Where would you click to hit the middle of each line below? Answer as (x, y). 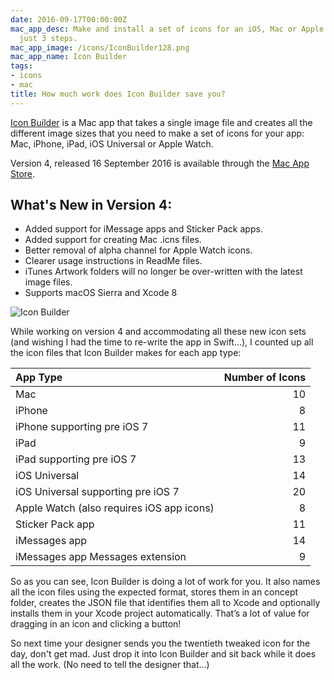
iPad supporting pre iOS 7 (76, 459)
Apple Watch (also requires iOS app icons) (115, 508)
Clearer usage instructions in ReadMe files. (113, 261)
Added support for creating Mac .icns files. (113, 240)
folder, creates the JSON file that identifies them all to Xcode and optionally (165, 603)
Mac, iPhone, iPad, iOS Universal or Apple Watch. (112, 143)
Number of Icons (265, 378)
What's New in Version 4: (91, 205)
